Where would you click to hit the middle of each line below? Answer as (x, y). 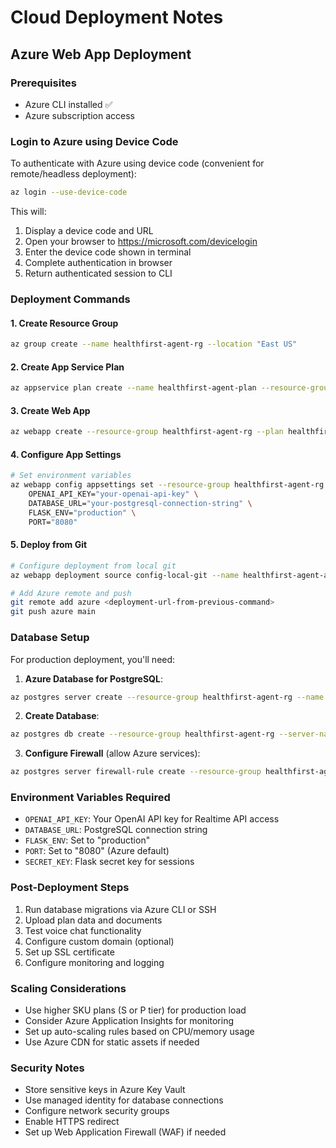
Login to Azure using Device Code (94, 141)
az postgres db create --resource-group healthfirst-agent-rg (142, 734)
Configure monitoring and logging (94, 962)
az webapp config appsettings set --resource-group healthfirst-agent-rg (167, 485)
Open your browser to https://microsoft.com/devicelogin (141, 242)
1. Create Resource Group (64, 323)
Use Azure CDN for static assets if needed (112, 1042)
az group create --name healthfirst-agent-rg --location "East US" (154, 344)
